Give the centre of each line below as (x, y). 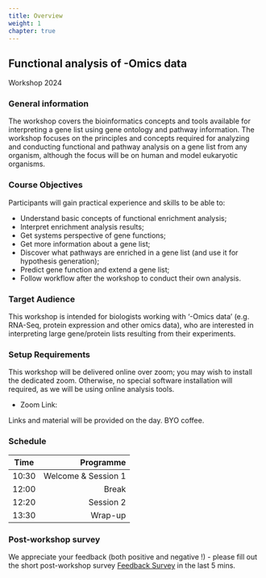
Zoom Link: (39, 405)
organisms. (27, 164)
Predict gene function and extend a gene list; (95, 269)
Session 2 (107, 502)
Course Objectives (46, 185)
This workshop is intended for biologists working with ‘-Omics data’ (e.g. (129, 317)
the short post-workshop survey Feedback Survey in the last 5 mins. (122, 565)
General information (48, 104)
